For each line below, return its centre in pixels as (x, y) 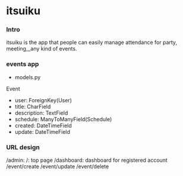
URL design (23, 147)
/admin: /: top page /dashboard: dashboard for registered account (87, 160)
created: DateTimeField (43, 125)
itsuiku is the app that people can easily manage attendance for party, (91, 42)
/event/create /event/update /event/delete (58, 166)
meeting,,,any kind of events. (42, 49)
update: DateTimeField (42, 131)
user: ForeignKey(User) (43, 100)
